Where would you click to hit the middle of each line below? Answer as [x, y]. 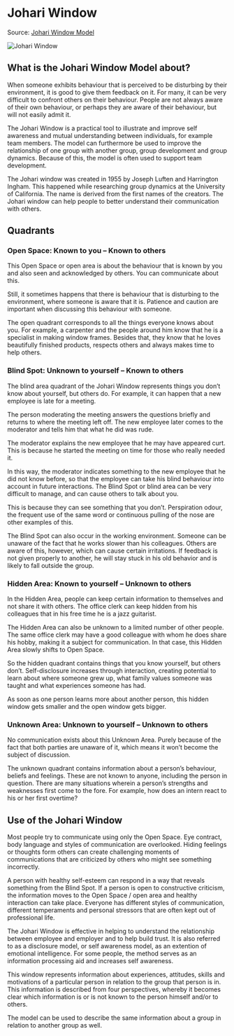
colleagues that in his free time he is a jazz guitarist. [82, 614]
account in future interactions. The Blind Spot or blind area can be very [109, 486]
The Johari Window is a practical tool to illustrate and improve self [102, 128]
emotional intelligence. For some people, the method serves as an [102, 953]
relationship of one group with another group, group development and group [117, 150]
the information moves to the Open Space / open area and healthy [102, 895]
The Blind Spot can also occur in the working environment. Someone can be [117, 536]
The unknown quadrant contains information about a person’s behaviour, [112, 768]
